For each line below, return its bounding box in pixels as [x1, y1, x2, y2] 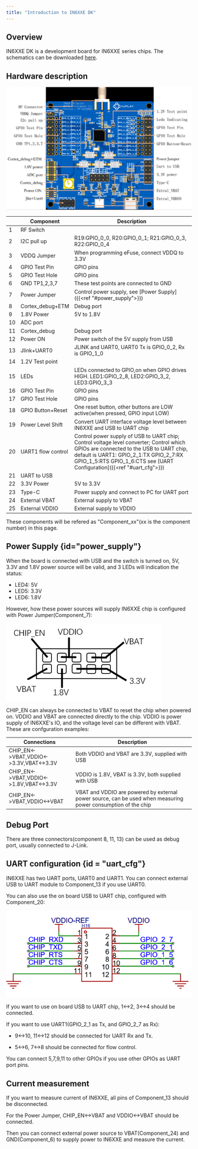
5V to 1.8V [74, 311, 101, 318]
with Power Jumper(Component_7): [6, 611, 93, 618]
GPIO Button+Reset [20, 406, 68, 413]
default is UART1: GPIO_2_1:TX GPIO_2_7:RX [74, 451, 184, 458]
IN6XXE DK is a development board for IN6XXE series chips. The [6, 48, 164, 55]
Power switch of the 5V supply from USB [74, 335, 173, 342]
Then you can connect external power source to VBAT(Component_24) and [6, 1130, 190, 1137]
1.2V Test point [20, 358, 58, 365]
